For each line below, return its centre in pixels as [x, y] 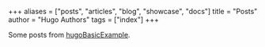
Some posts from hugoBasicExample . [69, 35]
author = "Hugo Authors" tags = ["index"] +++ [84, 20]
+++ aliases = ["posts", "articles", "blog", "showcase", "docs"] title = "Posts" [133, 11]
